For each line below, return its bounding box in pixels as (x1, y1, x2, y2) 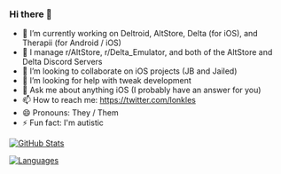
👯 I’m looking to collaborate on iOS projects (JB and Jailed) (21, 66, 238, 76)
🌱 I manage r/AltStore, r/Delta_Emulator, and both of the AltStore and (21, 47, 273, 58)
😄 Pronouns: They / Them (21, 107, 120, 118)
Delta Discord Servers (21, 57, 103, 67)
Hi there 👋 (9, 8, 53, 20)
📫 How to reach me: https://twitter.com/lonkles (21, 95, 197, 106)
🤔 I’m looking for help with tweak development (21, 75, 192, 86)
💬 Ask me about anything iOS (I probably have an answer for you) (21, 84, 261, 96)
